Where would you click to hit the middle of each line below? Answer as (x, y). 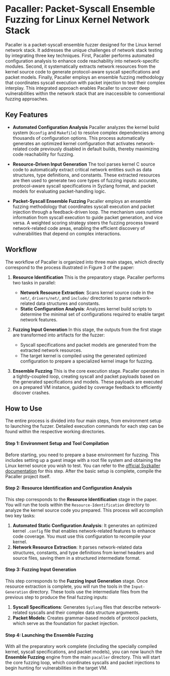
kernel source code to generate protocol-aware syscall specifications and (82, 71)
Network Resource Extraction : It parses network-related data (77, 547)
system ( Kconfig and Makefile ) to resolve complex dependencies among (89, 133)
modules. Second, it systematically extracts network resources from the (80, 66)
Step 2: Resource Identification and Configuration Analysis (69, 488)
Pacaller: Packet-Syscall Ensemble (80, 9)
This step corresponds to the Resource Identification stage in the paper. (81, 499)
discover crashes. (31, 393)
